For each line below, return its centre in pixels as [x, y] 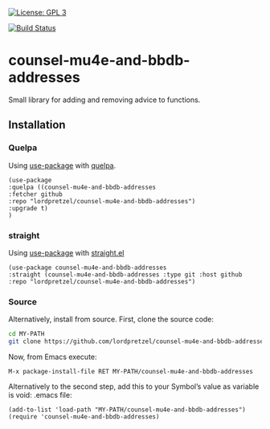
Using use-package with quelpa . [62, 165]
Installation [37, 125]
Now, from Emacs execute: [53, 357]
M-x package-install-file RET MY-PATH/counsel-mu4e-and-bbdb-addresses [131, 371]
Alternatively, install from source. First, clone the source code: [111, 319]
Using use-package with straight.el [66, 252]
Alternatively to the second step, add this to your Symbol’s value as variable [134, 386]
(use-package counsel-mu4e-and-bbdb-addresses [88, 268]
